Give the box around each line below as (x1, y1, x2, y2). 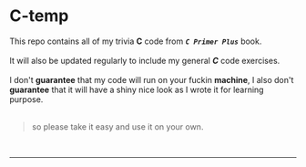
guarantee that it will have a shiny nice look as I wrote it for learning (9, 84, 264, 95)
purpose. (9, 93, 44, 105)
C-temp (9, 5, 69, 26)
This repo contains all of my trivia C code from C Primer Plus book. (9, 36, 262, 47)
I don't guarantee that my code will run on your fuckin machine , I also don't (9, 74, 294, 85)
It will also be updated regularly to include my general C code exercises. (9, 55, 280, 66)
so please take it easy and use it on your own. (31, 120, 204, 132)
